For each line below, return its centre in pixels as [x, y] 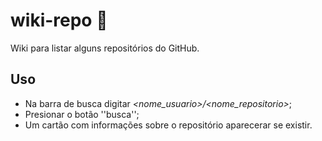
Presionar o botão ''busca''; [82, 114]
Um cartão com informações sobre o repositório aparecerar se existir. [168, 125]
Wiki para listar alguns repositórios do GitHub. [105, 48]
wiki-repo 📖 [59, 20]
